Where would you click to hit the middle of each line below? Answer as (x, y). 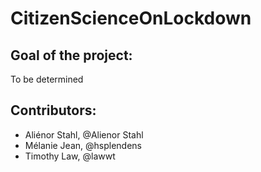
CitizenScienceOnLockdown (131, 18)
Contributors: (53, 110)
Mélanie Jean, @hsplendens (83, 145)
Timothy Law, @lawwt (70, 156)
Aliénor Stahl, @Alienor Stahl (84, 134)
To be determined (47, 79)
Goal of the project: (71, 55)
